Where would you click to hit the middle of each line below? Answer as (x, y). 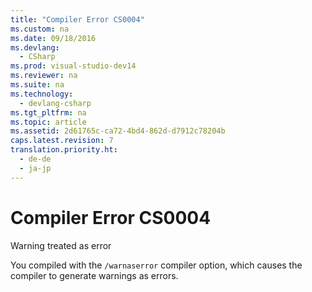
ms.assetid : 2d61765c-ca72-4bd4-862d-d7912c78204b (118, 131)
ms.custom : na (40, 29)
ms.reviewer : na (44, 76)
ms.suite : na (37, 85)
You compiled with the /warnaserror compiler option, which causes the (156, 265)
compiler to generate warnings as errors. (94, 275)
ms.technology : (42, 94)
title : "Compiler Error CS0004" (77, 19)
